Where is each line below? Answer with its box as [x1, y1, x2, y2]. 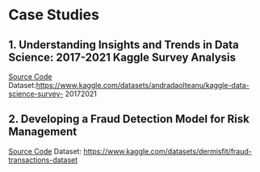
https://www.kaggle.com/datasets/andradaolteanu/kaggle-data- [36, 81, 250, 90]
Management [8, 125, 78, 139]
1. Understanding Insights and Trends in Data [8, 38, 240, 52]
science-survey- [8, 89, 64, 99]
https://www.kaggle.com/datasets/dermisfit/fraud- [83, 146, 253, 156]
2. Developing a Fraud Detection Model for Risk [8, 112, 250, 126]
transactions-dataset [8, 155, 78, 165]
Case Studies [8, 6, 99, 24]
